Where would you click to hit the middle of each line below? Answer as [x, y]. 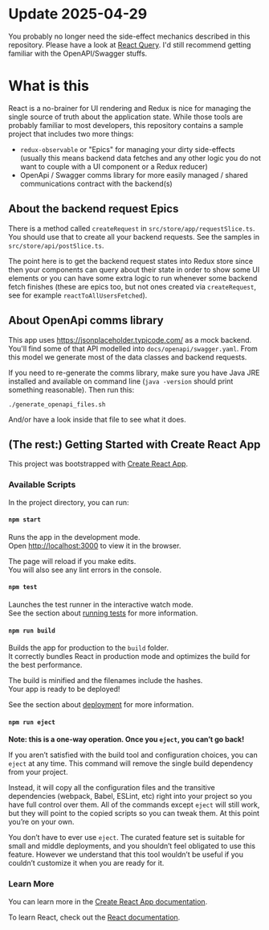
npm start [25, 520]
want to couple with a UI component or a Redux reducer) [114, 167]
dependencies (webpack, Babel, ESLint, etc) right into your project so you [130, 796]
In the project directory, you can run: [69, 502]
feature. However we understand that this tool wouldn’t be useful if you [126, 854]
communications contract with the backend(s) [96, 183]
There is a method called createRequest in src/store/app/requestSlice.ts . [132, 228]
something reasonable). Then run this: [71, 389]
